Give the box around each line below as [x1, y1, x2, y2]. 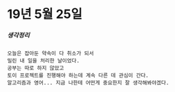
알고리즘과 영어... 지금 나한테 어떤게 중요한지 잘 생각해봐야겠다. [7, 80, 169, 86]
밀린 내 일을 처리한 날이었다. [7, 57, 80, 64]
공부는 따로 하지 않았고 [7, 65, 64, 72]
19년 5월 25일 [7, 6, 83, 22]
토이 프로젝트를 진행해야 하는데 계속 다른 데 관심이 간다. [7, 72, 149, 80]
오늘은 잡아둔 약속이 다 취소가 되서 [7, 50, 94, 57]
